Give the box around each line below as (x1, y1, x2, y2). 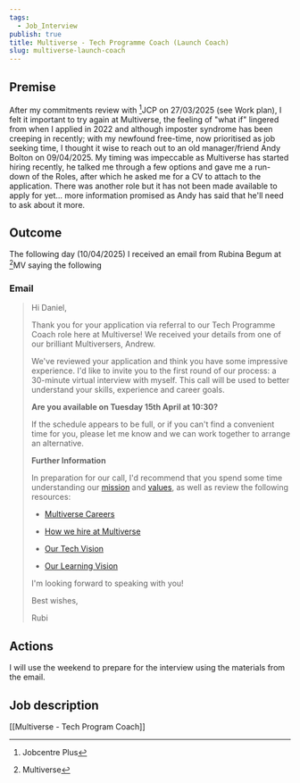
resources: (30, 492, 71, 503)
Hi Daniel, (30, 303, 67, 313)
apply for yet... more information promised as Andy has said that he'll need (9, 189, 284, 201)
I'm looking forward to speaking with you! (30, 578, 185, 589)
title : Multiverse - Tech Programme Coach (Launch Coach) (9, 37, 229, 47)
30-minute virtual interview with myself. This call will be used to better (30, 375, 290, 386)
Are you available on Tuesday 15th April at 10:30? (30, 402, 219, 412)
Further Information (30, 455, 106, 466)
